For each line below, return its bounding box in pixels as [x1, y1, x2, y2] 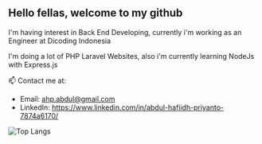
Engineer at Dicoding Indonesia [8, 36, 111, 45]
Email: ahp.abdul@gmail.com [19, 94, 115, 103]
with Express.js [8, 60, 58, 69]
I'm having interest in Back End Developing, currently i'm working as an [8, 27, 242, 37]
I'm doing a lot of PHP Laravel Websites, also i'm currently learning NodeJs [8, 51, 255, 60]
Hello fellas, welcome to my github [8, 6, 183, 20]
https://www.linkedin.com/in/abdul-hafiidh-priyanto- [51, 103, 225, 112]
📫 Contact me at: [8, 76, 66, 85]
